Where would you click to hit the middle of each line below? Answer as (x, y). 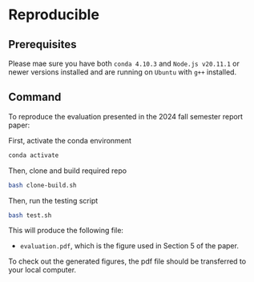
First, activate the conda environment (70, 140)
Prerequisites (42, 44)
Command (35, 97)
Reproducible (54, 15)
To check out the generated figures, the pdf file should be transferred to (127, 261)
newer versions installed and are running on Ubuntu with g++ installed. (123, 72)
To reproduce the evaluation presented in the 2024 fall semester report (125, 116)
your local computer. (42, 270)
